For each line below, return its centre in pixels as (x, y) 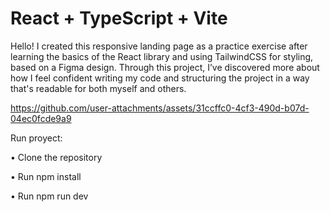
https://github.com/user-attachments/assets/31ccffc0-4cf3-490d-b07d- (160, 108)
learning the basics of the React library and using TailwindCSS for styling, (162, 56)
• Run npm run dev (49, 196)
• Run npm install (46, 176)
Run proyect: (36, 138)
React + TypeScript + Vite (119, 18)
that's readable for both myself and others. (98, 88)
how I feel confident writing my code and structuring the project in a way (160, 78)
